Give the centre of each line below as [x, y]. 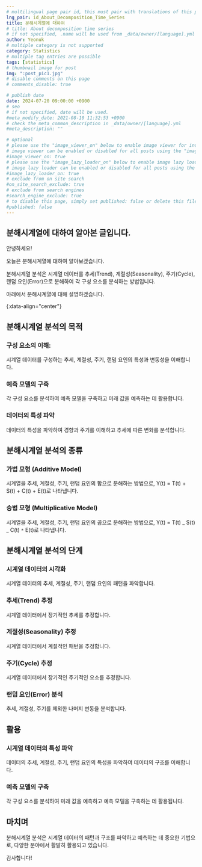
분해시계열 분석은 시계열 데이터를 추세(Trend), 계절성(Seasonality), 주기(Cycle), [101, 274]
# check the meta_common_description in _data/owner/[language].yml [94, 123]
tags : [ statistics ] [31, 62]
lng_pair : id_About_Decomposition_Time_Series [66, 17]
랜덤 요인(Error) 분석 [35, 694]
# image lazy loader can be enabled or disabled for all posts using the [101, 168]
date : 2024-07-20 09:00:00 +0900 [48, 101]
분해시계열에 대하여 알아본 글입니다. [69, 233]
